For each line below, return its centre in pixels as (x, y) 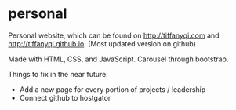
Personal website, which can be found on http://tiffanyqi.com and (114, 35)
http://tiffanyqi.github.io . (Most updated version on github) (102, 43)
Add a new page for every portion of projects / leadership (113, 89)
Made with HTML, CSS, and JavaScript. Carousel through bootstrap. (118, 59)
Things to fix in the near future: (58, 74)
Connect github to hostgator (65, 97)
